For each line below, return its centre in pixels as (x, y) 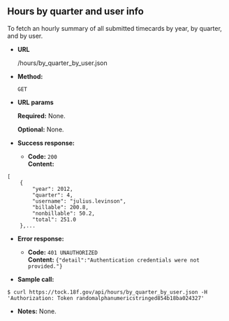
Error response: (40, 238)
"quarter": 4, (53, 195)
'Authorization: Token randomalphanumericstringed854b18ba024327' (106, 298)
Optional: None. (40, 129)
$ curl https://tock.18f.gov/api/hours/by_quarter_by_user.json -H (108, 292)
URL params (35, 102)
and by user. (25, 36)
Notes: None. (37, 311)
